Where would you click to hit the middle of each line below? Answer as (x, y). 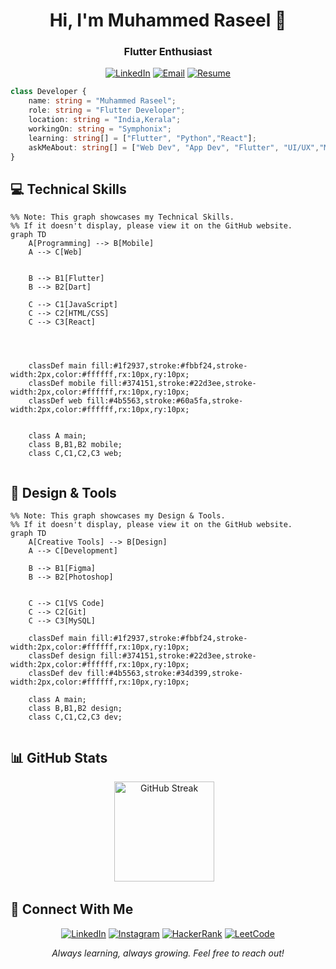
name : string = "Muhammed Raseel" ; (102, 101)
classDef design (62, 656)
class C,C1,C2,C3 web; (75, 454)
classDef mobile (62, 384)
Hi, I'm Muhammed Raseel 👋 (168, 20)
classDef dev (55, 674)
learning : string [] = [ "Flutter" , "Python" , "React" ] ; (142, 138)
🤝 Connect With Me (72, 909)
